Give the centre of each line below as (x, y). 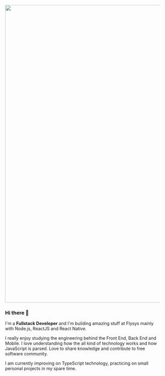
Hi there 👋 (17, 313)
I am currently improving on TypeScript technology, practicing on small (77, 363)
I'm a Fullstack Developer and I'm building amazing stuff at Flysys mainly (79, 323)
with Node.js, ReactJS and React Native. (46, 329)
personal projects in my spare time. (41, 369)
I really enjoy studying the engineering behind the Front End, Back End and (81, 338)
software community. (27, 354)
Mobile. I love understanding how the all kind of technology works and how (81, 344)
